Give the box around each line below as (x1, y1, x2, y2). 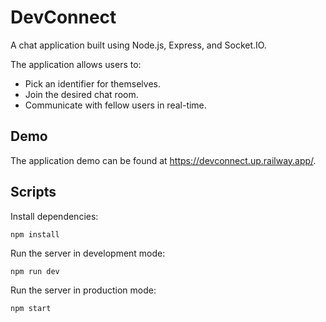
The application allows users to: (10, 58, 142, 70)
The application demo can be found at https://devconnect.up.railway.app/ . (10, 154, 317, 166)
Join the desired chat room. (24, 88, 139, 100)
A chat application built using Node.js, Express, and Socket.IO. (10, 39, 267, 51)
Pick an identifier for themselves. (24, 77, 161, 90)
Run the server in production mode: (10, 284, 157, 296)
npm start (10, 303, 52, 313)
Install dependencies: (10, 210, 99, 222)
